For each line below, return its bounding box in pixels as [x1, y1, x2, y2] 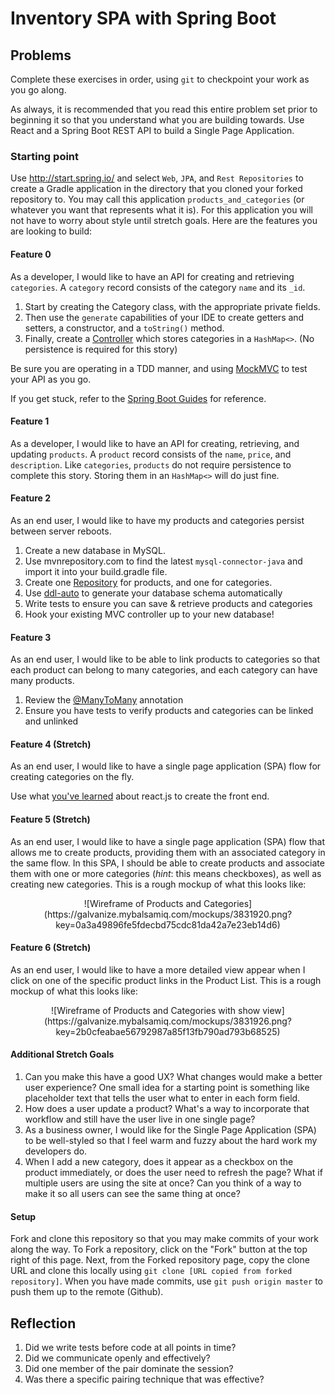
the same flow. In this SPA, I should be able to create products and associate [10, 857, 325, 869]
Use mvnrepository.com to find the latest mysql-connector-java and [24, 555, 303, 567]
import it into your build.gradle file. [24, 565, 168, 577]
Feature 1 [10, 415, 50, 427]
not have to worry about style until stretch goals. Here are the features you [10, 215, 318, 227]
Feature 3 [10, 631, 52, 643]
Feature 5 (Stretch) [10, 813, 91, 825]
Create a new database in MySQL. [24, 544, 166, 556]
